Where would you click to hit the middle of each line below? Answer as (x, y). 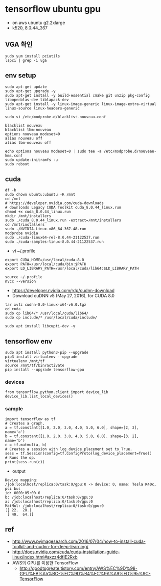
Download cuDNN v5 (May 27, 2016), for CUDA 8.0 (63, 296)
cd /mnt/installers (25, 225)
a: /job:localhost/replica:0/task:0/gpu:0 (49, 502)
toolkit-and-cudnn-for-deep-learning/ (50, 546)
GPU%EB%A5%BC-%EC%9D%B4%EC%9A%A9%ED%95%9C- (85, 573)
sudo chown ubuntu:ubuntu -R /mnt (40, 195)
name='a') (15, 432)
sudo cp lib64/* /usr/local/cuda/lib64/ (47, 313)
